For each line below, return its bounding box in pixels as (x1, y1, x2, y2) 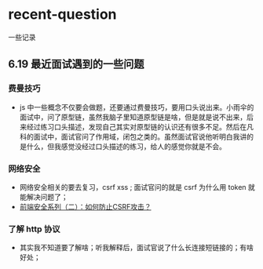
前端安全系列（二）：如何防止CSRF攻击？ (19, 202, 152, 211)
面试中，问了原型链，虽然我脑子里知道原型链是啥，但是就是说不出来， (19, 112, 247, 122)
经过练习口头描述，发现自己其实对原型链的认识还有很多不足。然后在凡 (26, 122, 254, 131)
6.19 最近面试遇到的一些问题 (8, 57, 144, 71)
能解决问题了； (19, 192, 68, 202)
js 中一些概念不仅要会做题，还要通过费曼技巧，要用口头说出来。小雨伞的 (19, 102, 254, 111)
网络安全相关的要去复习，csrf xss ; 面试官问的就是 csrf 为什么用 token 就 (19, 182, 255, 191)
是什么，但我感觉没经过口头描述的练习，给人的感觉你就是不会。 (19, 141, 226, 151)
